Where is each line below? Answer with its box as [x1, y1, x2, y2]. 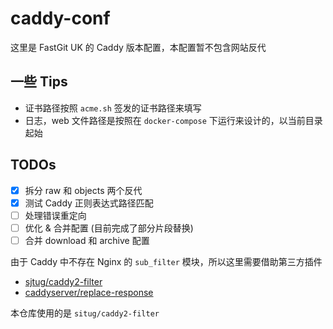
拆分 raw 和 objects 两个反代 [24, 184, 143, 196]
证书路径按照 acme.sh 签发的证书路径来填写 [24, 102, 202, 114]
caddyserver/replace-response [24, 286, 154, 298]
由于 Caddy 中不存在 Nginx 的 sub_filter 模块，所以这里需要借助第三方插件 [10, 255, 323, 267]
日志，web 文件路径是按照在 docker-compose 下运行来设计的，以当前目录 [24, 114, 323, 126]
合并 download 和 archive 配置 [24, 234, 150, 246]
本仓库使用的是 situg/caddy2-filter [10, 307, 160, 319]
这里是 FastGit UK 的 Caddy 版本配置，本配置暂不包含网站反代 [10, 41, 267, 53]
